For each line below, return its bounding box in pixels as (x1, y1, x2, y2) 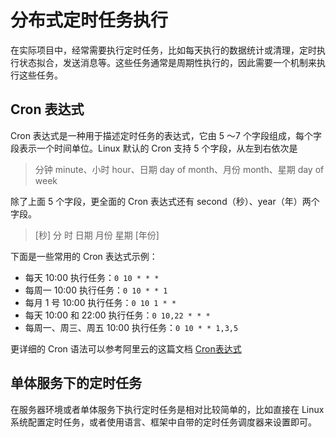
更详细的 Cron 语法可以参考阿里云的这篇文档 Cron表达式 (10, 342, 242, 355)
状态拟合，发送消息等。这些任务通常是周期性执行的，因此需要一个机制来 (18, 56, 317, 68)
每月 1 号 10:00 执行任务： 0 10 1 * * (24, 296, 177, 308)
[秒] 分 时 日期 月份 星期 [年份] (34, 229, 160, 241)
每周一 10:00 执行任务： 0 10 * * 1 (24, 284, 168, 296)
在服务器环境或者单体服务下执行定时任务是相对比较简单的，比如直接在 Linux (10, 403, 325, 415)
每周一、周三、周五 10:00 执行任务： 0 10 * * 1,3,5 (24, 321, 239, 333)
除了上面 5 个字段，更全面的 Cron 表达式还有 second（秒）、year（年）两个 (10, 195, 320, 207)
